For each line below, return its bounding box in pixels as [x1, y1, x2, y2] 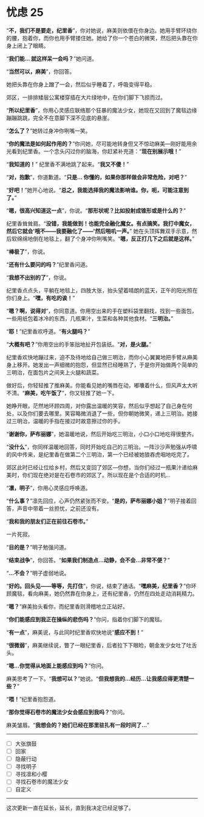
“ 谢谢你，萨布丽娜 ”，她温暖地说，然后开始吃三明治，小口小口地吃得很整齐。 [6, 430, 197, 438]
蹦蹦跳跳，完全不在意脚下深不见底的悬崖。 [6, 114, 113, 122]
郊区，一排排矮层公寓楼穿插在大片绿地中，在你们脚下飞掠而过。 [6, 94, 166, 101]
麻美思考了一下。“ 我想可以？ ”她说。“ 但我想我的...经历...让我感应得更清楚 [6, 675, 189, 682]
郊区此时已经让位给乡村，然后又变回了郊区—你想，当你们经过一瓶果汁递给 [6, 463, 192, 471]
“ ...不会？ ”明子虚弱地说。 [6, 569, 70, 576]
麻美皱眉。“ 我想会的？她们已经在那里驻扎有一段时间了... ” [6, 721, 150, 728]
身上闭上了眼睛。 [6, 42, 49, 49]
